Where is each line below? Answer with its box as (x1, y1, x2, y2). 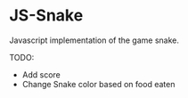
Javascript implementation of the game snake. (9, 35, 180, 45)
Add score (21, 69, 61, 80)
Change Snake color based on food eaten (21, 78, 176, 89)
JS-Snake (9, 5, 84, 26)
